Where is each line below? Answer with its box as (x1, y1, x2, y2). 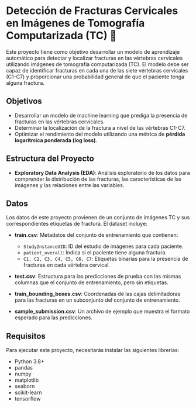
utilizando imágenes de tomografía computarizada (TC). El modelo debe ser (6, 60, 189, 68)
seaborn (14, 383, 35, 390)
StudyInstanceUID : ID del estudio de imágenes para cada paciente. (23, 243, 184, 250)
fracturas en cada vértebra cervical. (23, 261, 110, 268)
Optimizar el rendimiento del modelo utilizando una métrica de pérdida (14, 130, 185, 137)
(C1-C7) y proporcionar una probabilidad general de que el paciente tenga (6, 73, 185, 80)
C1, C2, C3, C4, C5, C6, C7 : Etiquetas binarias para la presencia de (23, 256, 188, 263)
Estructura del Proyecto (6, 154, 95, 164)
